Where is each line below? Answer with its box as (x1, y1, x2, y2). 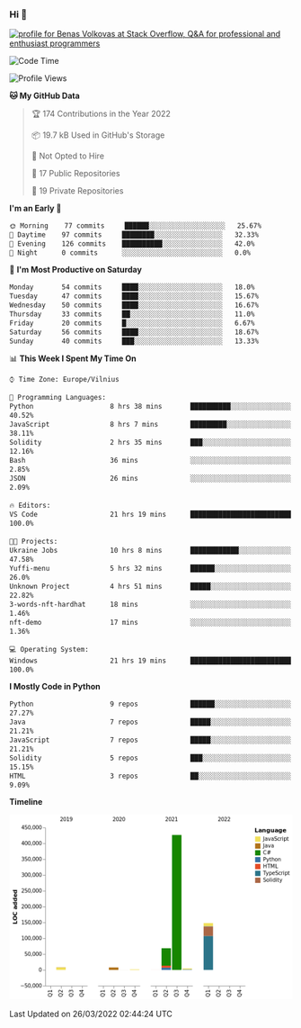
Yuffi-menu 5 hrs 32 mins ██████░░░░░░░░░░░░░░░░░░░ (9, 564, 292, 573)
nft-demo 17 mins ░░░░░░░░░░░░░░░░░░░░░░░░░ (9, 618, 292, 627)
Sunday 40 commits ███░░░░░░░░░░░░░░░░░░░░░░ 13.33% (9, 337, 259, 346)
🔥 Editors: (9, 501, 51, 510)
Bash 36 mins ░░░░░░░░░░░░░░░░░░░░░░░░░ (9, 456, 292, 465)
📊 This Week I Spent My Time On (9, 353, 137, 364)
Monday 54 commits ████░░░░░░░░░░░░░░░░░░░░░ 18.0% (9, 283, 255, 292)
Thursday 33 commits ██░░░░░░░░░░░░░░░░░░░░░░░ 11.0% (9, 310, 255, 319)
